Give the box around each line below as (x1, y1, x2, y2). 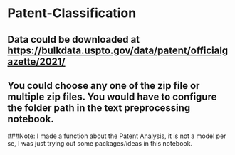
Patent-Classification (7, 5, 137, 21)
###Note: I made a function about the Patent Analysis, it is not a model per (7, 132, 226, 140)
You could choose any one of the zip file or (7, 80, 200, 92)
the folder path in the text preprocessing (7, 102, 191, 114)
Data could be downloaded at (7, 33, 140, 46)
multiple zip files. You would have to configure (7, 90, 217, 102)
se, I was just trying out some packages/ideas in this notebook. (7, 139, 193, 148)
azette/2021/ (7, 55, 66, 68)
